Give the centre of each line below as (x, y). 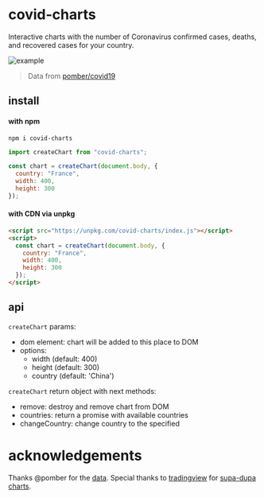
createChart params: (43, 326)
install (24, 101)
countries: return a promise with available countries (104, 414)
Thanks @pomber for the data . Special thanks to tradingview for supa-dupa (132, 477)
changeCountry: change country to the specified (100, 423)
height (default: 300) (66, 367)
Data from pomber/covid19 (72, 76)
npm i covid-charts (41, 138)
